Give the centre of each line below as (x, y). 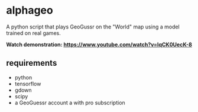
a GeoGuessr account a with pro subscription (70, 103)
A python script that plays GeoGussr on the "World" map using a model (93, 27)
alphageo (30, 10)
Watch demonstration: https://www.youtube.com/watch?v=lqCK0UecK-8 (99, 44)
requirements (32, 63)
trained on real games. (33, 33)
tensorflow (28, 84)
